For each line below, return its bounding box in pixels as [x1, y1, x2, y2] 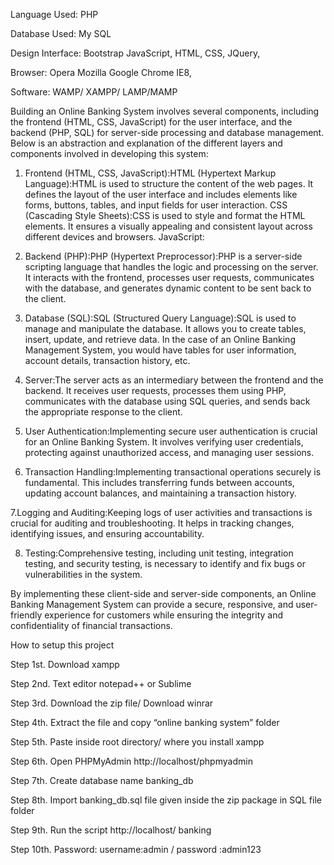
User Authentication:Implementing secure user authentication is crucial [24, 425, 318, 437]
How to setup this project [10, 639, 115, 651]
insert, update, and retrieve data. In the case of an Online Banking [24, 334, 296, 345]
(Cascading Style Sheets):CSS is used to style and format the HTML [24, 210, 306, 221]
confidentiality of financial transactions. [10, 620, 173, 631]
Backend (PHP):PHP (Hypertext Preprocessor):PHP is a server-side [24, 250, 303, 262]
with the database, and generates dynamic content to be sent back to [24, 282, 312, 294]
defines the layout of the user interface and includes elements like [24, 189, 298, 200]
